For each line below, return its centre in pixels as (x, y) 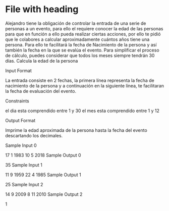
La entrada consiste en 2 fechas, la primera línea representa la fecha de (80, 80)
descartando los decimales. (34, 135)
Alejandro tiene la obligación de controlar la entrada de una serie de (76, 23)
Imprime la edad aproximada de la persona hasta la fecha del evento (76, 130)
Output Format (20, 120)
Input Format (18, 70)
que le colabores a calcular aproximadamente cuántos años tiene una (77, 39)
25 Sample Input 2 (24, 184)
